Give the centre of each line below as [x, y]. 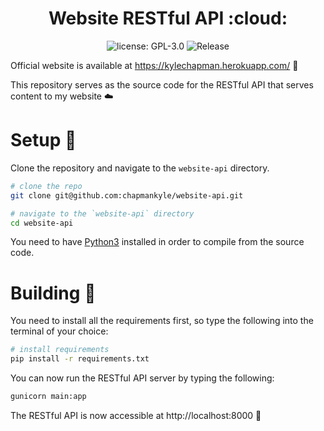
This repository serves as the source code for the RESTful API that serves [162, 84]
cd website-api [42, 223]
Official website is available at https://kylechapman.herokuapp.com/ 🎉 [154, 65]
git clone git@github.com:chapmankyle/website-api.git [127, 195]
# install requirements [60, 350]
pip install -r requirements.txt [80, 359]
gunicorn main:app [48, 397]
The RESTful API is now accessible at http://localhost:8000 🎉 [136, 415]
